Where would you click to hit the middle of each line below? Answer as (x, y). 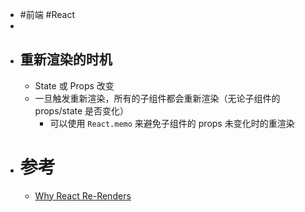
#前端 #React (47, 14)
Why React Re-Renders (83, 195)
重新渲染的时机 (66, 59)
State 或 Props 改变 (74, 85)
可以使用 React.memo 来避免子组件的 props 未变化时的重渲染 (172, 123)
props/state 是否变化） (82, 110)
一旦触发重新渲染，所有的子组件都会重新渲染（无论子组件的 (157, 98)
